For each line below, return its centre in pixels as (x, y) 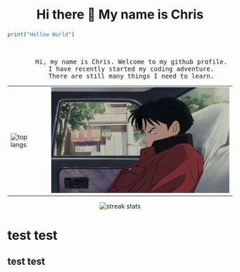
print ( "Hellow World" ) (41, 34)
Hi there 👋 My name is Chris (120, 15)
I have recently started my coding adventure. (131, 69)
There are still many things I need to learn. (131, 76)
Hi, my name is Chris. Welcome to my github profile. (131, 61)
